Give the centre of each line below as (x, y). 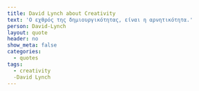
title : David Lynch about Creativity (61, 13)
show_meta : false (32, 45)
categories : (24, 52)
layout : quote (28, 32)
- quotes (26, 58)
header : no (23, 39)
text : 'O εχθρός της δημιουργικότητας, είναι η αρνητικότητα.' (100, 20)
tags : (15, 64)
